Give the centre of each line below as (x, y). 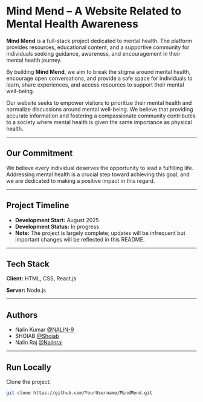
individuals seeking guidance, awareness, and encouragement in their (93, 53)
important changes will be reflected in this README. (80, 239)
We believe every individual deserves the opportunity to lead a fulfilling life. (100, 168)
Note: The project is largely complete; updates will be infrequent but (100, 233)
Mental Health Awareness (72, 24)
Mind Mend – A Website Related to (94, 11)
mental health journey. (34, 60)
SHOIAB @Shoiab (37, 336)
